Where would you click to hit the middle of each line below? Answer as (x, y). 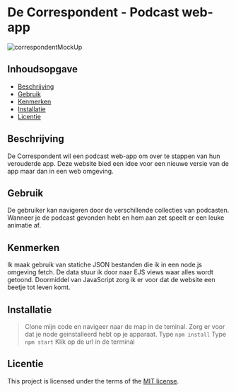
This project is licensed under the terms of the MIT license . (93, 381)
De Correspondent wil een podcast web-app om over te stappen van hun (114, 156)
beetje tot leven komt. (39, 287)
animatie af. (24, 225)
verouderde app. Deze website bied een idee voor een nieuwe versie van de (118, 163)
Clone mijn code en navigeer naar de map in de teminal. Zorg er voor (125, 326)
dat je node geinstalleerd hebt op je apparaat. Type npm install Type (125, 334)
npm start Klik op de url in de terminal (80, 342)
